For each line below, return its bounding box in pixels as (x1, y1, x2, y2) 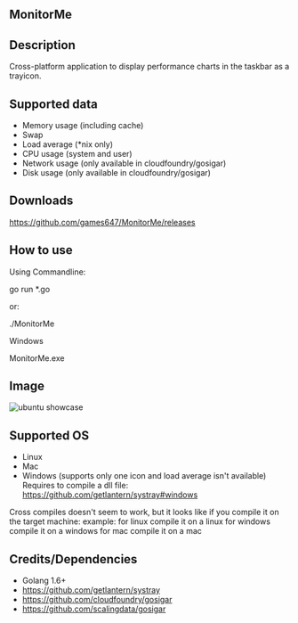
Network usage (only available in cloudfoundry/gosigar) (21, 158, 227, 168)
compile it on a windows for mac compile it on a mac (9, 526, 203, 537)
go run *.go (9, 283, 51, 294)
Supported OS (9, 428, 90, 443)
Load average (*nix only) (21, 139, 114, 150)
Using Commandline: (9, 266, 86, 277)
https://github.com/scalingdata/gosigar (21, 603, 166, 614)
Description (9, 37, 76, 53)
